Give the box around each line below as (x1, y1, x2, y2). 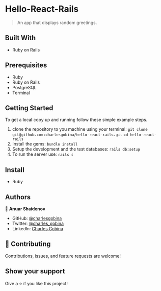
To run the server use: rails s (12, 151, 74, 157)
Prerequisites (5, 61, 47, 70)
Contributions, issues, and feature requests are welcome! (5, 253, 121, 259)
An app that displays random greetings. (17, 20, 97, 25)
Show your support (5, 267, 65, 275)
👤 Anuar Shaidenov (5, 206, 46, 212)
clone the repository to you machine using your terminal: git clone (12, 126, 148, 132)
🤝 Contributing (5, 240, 51, 248)
